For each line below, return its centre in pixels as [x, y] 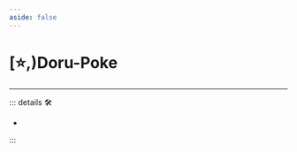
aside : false [33, 17]
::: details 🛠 [31, 102]
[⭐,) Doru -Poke [63, 62]
